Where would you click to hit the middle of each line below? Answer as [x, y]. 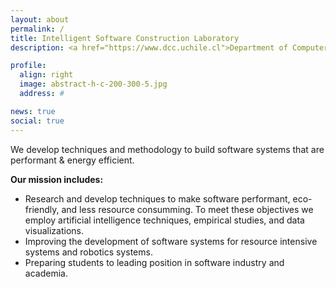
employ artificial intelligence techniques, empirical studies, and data [164, 220]
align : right [46, 75]
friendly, [42, 209]
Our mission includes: [57, 179]
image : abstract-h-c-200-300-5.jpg [93, 84]
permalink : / [37, 29]
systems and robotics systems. [88, 252]
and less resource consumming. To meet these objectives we [187, 209]
